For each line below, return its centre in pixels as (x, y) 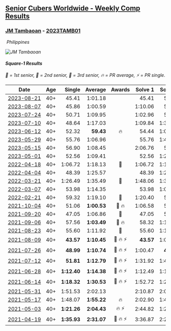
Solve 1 (145, 90)
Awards (121, 90)
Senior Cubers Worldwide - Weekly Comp (73, 8)
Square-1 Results (24, 64)
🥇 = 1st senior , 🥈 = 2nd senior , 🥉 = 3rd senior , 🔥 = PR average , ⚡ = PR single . (85, 75)
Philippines (18, 42)
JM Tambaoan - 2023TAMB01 (43, 31)
